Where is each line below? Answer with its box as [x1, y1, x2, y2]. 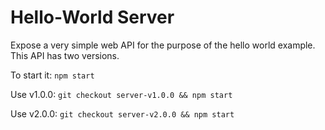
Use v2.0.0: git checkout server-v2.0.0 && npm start [10, 107, 235, 120]
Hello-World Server [10, 6, 175, 29]
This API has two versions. [10, 49, 120, 61]
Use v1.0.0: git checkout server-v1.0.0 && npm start [10, 88, 233, 100]
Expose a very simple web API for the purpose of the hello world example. [10, 39, 316, 51]
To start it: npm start [10, 69, 95, 81]
